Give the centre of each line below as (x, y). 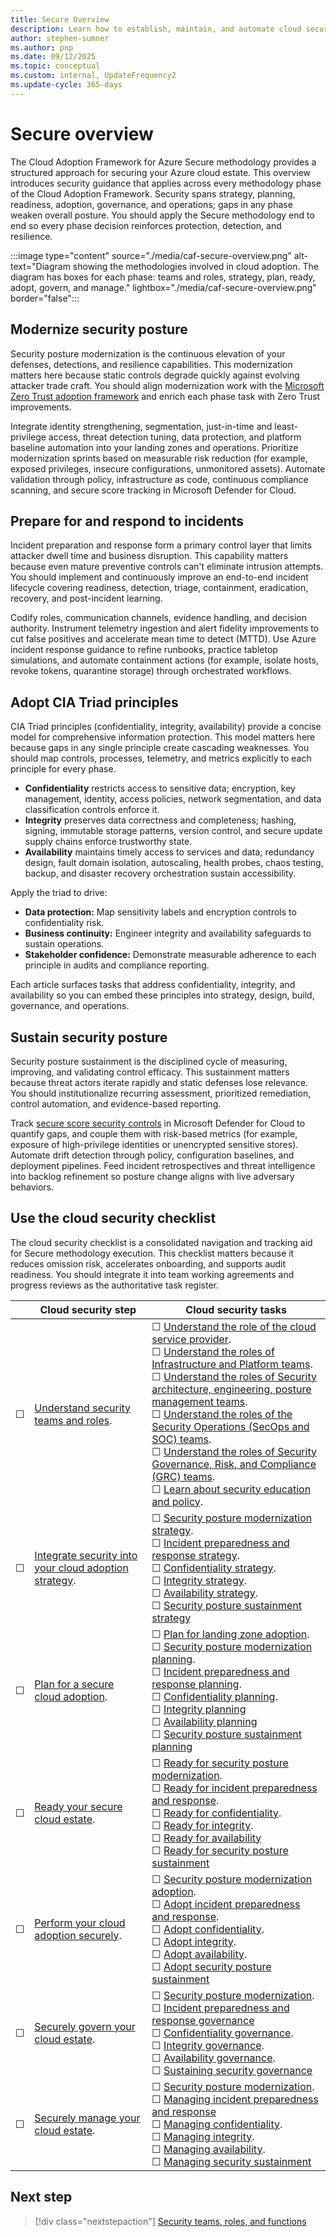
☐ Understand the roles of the (222, 1414)
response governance (203, 2020)
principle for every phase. (63, 769)
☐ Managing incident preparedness (235, 2099)
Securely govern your (85, 2026)
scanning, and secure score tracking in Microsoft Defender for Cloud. (153, 490)
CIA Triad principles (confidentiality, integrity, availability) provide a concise (166, 727)
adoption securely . (78, 1935)
